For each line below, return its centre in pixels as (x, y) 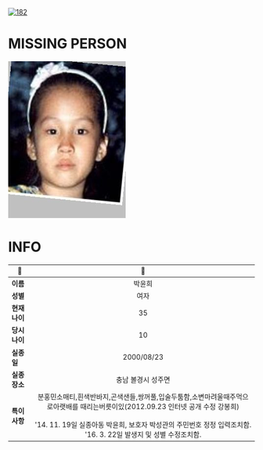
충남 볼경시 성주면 (143, 379)
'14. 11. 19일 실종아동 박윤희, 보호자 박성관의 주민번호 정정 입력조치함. (143, 425)
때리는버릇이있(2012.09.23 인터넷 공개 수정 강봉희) (160, 407)
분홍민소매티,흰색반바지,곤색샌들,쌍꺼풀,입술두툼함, (115, 397)
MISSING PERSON (68, 44)
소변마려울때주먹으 (220, 397)
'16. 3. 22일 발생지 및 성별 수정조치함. (143, 434)
